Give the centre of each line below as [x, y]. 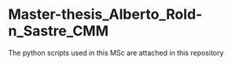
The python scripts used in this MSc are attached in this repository [116, 52]
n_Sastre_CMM [58, 31]
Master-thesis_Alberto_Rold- [105, 14]
